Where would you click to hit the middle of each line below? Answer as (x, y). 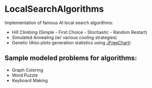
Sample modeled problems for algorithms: (71, 58)
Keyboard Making (30, 80)
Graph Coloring (27, 70)
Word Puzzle (25, 75)
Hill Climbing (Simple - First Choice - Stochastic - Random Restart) (79, 32)
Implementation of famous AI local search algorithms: (59, 23)
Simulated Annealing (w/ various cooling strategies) (64, 37)
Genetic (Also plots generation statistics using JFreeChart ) (71, 42)
